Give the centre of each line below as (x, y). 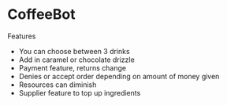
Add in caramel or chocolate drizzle (76, 60)
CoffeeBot (41, 14)
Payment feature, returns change (73, 67)
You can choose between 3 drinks (74, 51)
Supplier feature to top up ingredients (80, 92)
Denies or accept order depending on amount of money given (119, 76)
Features (22, 36)
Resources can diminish (58, 85)
